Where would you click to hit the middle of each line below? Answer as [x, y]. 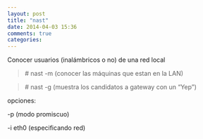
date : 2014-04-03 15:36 [42, 27]
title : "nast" [28, 20]
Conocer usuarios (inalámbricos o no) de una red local [86, 60]
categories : [25, 40]
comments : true [30, 33]
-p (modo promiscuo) [38, 114]
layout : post [26, 14]
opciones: [22, 101]
